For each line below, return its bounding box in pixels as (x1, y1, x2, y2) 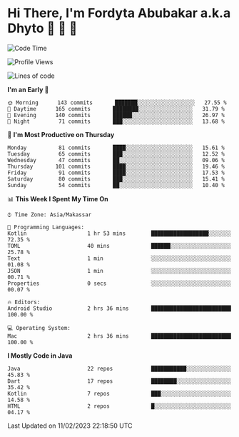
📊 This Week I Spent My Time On (7, 194, 108, 203)
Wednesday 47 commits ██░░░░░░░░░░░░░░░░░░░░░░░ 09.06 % (7, 156, 225, 164)
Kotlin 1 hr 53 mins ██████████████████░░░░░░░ (7, 230, 232, 237)
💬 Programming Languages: (7, 223, 84, 231)
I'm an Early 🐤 (7, 85, 49, 94)
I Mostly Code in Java (7, 351, 73, 360)
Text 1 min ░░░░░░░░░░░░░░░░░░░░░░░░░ (7, 255, 232, 262)
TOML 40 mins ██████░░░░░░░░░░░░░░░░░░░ (7, 242, 232, 249)
